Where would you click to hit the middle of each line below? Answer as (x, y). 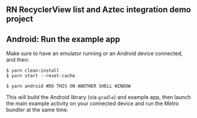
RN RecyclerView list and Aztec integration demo (98, 10)
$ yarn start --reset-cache (41, 76)
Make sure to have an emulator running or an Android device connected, (95, 53)
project (20, 19)
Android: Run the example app (63, 39)
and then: (18, 60)
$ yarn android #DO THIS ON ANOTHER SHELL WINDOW (69, 86)
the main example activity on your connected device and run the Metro (93, 104)
